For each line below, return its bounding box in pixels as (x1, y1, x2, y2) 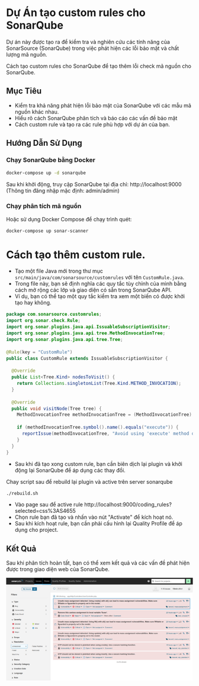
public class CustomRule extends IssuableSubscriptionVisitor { (6, 355, 168, 361)
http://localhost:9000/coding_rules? (84, 501, 172, 508)
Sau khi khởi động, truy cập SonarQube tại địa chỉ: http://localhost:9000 (6, 181, 182, 188)
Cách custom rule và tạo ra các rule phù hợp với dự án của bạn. (14, 121, 171, 128)
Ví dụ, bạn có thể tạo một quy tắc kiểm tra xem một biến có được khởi (14, 293, 185, 300)
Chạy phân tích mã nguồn (6, 202, 82, 211)
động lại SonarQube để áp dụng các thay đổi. (14, 466, 126, 474)
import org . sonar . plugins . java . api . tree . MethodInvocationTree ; (6, 330, 166, 336)
